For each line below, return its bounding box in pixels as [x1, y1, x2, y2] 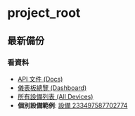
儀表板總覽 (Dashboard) [17, 83, 87, 92]
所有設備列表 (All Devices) [17, 92, 94, 101]
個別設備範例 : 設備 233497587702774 [17, 101, 128, 110]
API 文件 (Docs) [17, 75, 63, 83]
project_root [7, 5, 81, 21]
